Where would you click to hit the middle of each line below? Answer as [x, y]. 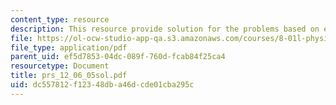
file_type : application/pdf [69, 47]
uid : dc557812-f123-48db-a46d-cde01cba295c [102, 85]
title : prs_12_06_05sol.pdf [69, 76]
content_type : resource [60, 19]
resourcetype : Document [60, 66]
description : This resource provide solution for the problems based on [165, 29]
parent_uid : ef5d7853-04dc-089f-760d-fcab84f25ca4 [118, 57]
